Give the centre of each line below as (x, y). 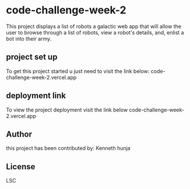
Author (19, 134)
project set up (32, 57)
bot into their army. (29, 38)
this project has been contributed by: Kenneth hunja (68, 148)
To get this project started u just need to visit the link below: (78, 71)
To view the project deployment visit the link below (67, 110)
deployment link (36, 96)
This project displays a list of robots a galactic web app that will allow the (94, 26)
